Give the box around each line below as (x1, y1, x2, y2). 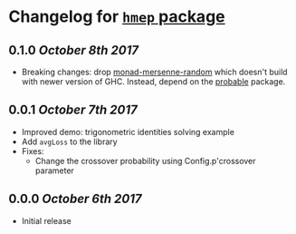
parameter (34, 165, 74, 176)
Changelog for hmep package (8, 6, 225, 27)
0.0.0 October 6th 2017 (8, 191, 142, 207)
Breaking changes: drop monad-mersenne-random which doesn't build (21, 66, 288, 77)
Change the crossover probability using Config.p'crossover (34, 155, 256, 166)
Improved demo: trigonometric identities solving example (21, 126, 234, 137)
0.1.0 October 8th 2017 (8, 43, 139, 58)
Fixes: (21, 145, 44, 156)
